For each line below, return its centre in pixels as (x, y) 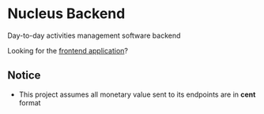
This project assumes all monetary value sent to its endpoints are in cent (137, 94)
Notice (24, 75)
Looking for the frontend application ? (68, 50)
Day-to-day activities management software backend (94, 35)
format (30, 102)
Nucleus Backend (66, 14)
